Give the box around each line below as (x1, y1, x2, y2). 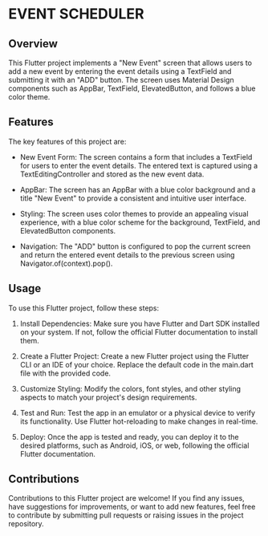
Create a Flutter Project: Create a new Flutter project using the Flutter (19, 351, 250, 361)
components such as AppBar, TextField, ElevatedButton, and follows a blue (8, 83, 256, 93)
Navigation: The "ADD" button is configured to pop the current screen (19, 242, 251, 251)
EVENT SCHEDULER (8, 5, 144, 23)
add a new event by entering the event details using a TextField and (8, 67, 232, 76)
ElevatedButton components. (19, 225, 116, 235)
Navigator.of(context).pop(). (19, 258, 113, 268)
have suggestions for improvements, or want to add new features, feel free (8, 502, 256, 512)
